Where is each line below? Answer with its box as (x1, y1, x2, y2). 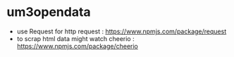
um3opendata (6, 4, 91, 20)
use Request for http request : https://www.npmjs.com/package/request (16, 27, 227, 35)
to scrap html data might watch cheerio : (16, 34, 135, 42)
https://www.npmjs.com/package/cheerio (16, 42, 139, 50)
